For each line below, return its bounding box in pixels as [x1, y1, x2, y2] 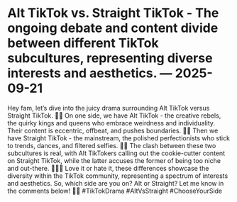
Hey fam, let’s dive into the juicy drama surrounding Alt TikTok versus [7, 103, 210, 112]
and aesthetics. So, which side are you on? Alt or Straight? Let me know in [7, 179, 224, 187]
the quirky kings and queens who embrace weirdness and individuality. [7, 118, 215, 127]
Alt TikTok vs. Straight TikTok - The [7, 5, 219, 21]
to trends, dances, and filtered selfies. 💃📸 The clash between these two [7, 141, 216, 150]
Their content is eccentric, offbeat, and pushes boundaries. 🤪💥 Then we [7, 126, 219, 135]
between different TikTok [7, 35, 159, 51]
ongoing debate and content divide [7, 20, 219, 36]
